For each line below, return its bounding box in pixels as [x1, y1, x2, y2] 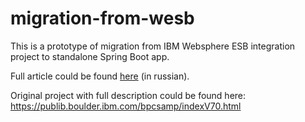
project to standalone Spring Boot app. [10, 50, 170, 62]
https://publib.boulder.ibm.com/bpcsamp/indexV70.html [10, 100, 242, 112]
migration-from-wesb [10, 7, 195, 30]
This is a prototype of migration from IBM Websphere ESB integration [10, 40, 296, 52]
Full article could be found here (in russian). [10, 70, 190, 82]
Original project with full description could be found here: [10, 89, 247, 101]
